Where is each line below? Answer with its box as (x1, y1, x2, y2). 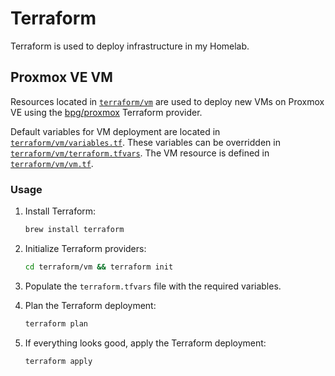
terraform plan (24, 318, 89, 329)
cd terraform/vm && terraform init (24, 262, 174, 272)
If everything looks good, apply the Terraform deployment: (24, 337, 267, 349)
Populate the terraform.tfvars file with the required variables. (24, 280, 282, 292)
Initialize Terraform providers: (24, 242, 147, 254)
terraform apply (24, 356, 93, 366)
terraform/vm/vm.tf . (10, 157, 94, 169)
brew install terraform (24, 225, 125, 235)
